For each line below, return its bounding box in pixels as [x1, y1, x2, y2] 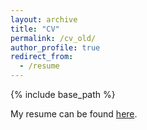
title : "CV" [10, 24, 60, 34]
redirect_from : [10, 52, 74, 62]
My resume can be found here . [10, 108, 138, 120]
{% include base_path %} [10, 89, 116, 100]
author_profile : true [10, 42, 101, 53]
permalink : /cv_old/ [10, 33, 97, 43]
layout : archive [10, 14, 78, 25]
